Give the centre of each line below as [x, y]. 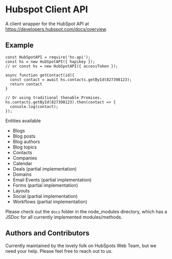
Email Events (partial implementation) [52, 180]
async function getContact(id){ [40, 75]
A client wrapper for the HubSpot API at [47, 24]
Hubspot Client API [47, 10]
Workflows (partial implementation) [50, 201]
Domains [22, 174]
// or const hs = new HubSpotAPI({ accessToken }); [62, 66]
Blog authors [26, 141]
